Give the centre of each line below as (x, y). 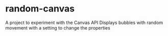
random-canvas (40, 9)
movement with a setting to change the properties (58, 27)
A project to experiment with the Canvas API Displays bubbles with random (84, 22)
